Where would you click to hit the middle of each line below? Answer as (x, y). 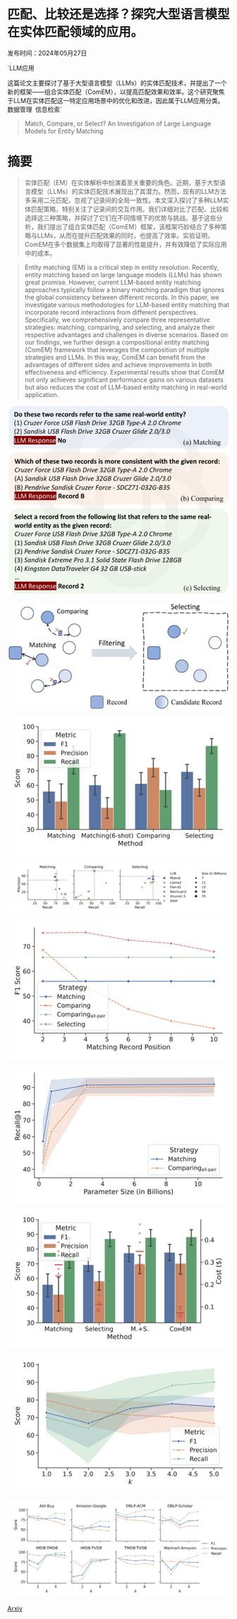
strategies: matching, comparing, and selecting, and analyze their (120, 327)
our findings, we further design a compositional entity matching (117, 342)
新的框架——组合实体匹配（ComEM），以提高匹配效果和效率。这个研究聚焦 (116, 92)
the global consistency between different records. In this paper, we (122, 297)
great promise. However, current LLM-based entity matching (113, 282)
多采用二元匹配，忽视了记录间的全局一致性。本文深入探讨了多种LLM (124, 200)
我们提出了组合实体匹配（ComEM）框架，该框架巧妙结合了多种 (129, 226)
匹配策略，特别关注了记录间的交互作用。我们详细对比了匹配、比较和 (130, 209)
